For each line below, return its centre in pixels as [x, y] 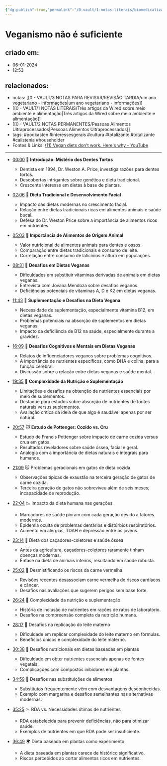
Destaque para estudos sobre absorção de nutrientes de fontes [85, 402]
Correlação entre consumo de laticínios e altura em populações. [85, 256]
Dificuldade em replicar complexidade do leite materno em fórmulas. [90, 634]
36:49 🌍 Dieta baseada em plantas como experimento [68, 742]
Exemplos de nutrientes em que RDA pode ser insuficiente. [80, 732]
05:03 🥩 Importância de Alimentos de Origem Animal [68, 235]
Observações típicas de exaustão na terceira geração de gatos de [87, 477]
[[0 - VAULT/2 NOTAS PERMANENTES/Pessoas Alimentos [71, 124]
